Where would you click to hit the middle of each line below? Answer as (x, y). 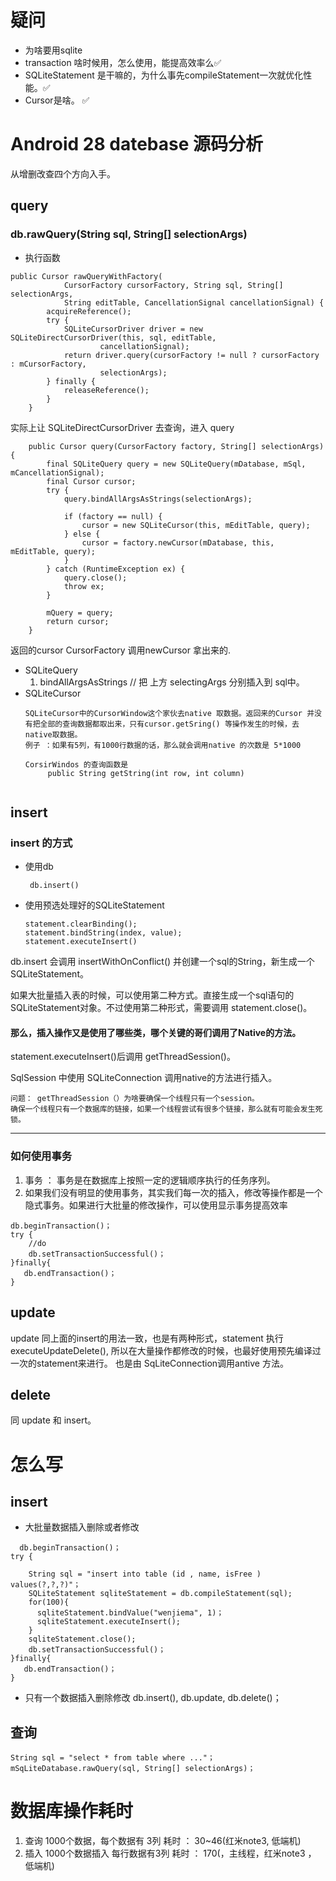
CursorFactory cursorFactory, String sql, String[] (173, 285)
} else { (82, 534)
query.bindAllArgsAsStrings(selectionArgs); (158, 499)
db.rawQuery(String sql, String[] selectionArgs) (129, 234)
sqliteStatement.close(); (82, 1639)
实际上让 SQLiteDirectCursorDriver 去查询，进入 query (122, 427)
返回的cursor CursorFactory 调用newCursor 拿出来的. (120, 650)
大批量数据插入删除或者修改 (82, 1527)
